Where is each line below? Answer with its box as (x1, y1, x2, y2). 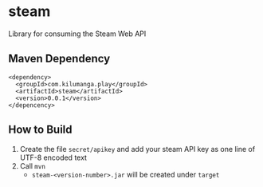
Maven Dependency (8, 52, 111, 66)
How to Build (8, 123, 73, 137)
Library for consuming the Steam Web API (8, 29, 147, 38)
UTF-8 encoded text (19, 153, 88, 162)
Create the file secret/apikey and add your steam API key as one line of (19, 144, 256, 153)
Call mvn (19, 161, 46, 170)
